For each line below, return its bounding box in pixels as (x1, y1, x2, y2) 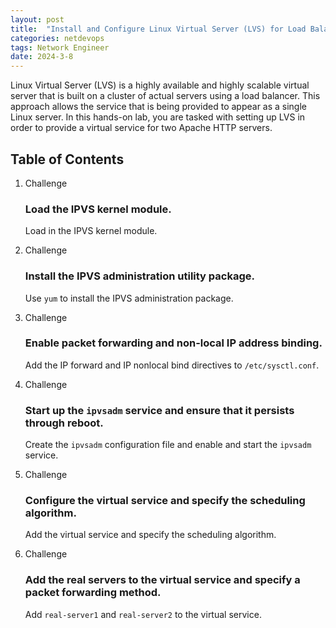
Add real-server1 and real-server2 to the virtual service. (24, 608, 262, 620)
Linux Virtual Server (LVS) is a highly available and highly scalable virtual (10, 79, 310, 91)
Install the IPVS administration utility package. (24, 269, 255, 283)
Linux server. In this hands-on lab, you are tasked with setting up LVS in (10, 111, 306, 123)
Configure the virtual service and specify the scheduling (24, 494, 306, 508)
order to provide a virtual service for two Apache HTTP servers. (10, 122, 273, 134)
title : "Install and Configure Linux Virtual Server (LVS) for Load (10, 24, 307, 34)
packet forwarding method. (24, 586, 162, 600)
